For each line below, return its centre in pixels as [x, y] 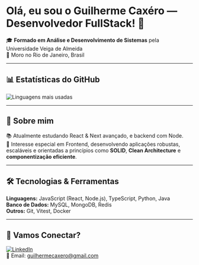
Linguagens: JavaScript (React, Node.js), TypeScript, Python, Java [88, 198]
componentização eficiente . [41, 156]
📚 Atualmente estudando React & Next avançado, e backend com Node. [95, 135]
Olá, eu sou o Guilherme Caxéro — [92, 11]
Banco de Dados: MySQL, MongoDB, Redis [59, 205]
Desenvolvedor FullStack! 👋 [76, 23]
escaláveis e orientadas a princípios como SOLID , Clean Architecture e [94, 150]
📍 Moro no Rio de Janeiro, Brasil [45, 55]
